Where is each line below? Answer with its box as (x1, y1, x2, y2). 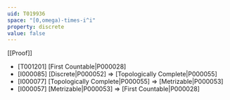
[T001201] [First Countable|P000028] (17, 62, 127, 71)
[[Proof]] (7, 49, 33, 57)
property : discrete (7, 23, 65, 30)
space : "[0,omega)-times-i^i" (7, 17, 96, 24)
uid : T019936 (7, 10, 46, 17)
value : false (7, 29, 46, 37)
